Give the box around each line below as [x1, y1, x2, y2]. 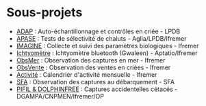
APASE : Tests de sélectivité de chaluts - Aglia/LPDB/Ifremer [16, 34, 187, 42]
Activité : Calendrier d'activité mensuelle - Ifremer [16, 70, 157, 79]
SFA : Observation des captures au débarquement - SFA [16, 77, 175, 86]
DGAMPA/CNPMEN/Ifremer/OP [16, 92, 104, 100]
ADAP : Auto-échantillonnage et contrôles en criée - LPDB [16, 27, 181, 35]
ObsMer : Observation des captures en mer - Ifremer [16, 56, 166, 64]
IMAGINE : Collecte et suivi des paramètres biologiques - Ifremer [16, 41, 199, 50]
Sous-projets [6, 5, 83, 20]
